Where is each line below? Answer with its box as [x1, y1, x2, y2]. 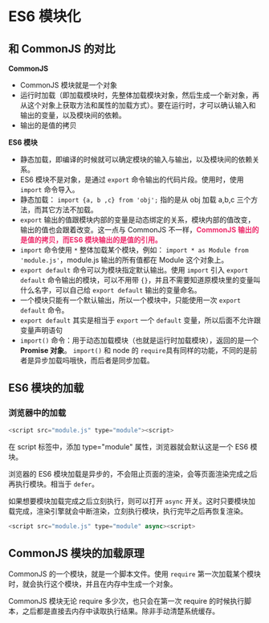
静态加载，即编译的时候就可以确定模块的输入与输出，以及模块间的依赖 [19, 154, 253, 164]
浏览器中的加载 [8, 408, 67, 419]
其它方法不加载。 [41, 205, 98, 214]
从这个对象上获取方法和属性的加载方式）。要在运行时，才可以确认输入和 [19, 100, 256, 109]
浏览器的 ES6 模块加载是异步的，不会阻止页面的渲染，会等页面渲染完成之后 [8, 469, 258, 478]
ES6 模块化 [8, 7, 82, 26]
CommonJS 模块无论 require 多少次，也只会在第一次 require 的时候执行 [8, 596, 245, 606]
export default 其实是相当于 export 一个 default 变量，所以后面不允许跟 [19, 315, 261, 325]
